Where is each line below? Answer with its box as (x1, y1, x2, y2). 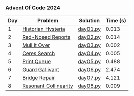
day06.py (78, 66, 101, 73)
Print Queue (22, 58, 51, 65)
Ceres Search (22, 50, 55, 57)
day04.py (78, 50, 101, 57)
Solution (79, 17, 100, 24)
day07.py (78, 74, 101, 81)
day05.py (78, 58, 101, 65)
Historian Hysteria (22, 26, 65, 33)
